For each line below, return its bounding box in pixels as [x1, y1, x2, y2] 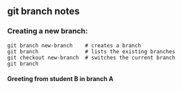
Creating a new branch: [7, 26, 88, 36]
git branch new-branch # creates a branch [7, 42, 141, 49]
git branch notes [7, 6, 80, 17]
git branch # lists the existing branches [7, 48, 176, 55]
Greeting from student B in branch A [7, 75, 114, 83]
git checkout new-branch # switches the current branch [7, 54, 176, 61]
